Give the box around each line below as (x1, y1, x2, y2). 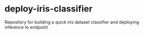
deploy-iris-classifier (4, 3, 93, 14)
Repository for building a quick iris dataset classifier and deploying (4, 19, 139, 25)
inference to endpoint (4, 24, 48, 30)
